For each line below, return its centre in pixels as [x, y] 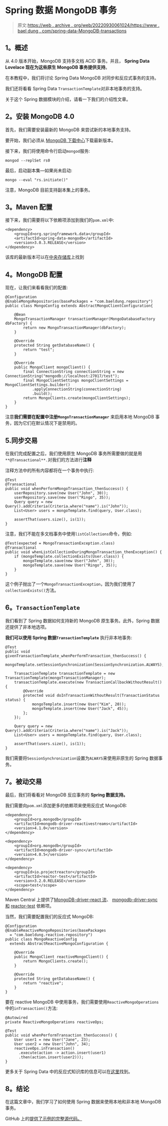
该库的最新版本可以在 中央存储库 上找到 [44, 257]
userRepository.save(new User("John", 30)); [61, 493]
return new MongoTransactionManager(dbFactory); [75, 328]
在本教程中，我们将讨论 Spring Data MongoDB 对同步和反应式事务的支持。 [82, 78]
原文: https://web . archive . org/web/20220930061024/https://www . [88, 25]
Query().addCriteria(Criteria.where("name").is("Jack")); [67, 730]
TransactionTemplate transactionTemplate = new [64, 673]
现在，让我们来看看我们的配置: [37, 288]
